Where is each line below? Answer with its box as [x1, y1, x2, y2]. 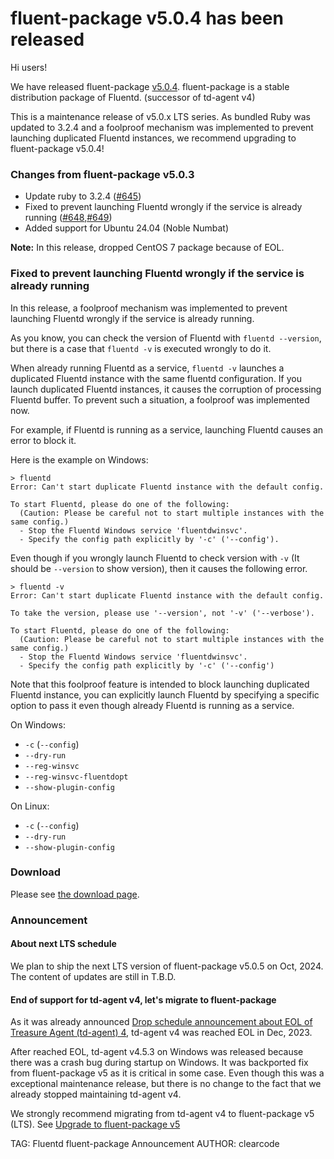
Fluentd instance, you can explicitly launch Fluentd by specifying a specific [10, 688, 320, 701]
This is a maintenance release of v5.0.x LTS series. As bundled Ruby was [10, 110, 312, 122]
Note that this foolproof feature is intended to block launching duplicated [10, 678, 310, 690]
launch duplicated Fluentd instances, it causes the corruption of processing [10, 383, 322, 395]
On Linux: [10, 800, 50, 812]
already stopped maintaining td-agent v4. [10, 1088, 182, 1101]
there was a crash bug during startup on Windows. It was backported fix [10, 1057, 309, 1069]
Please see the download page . [10, 888, 140, 900]
